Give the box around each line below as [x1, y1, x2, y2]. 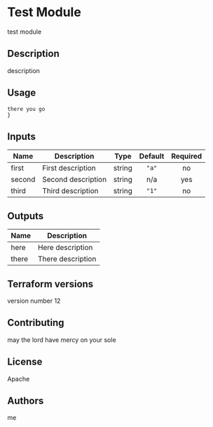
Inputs [7, 131, 36, 143]
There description [37, 254, 97, 264]
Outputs [7, 210, 44, 222]
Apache [7, 374, 30, 383]
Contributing [7, 317, 64, 329]
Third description [41, 186, 99, 196]
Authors [7, 395, 44, 407]
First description [41, 163, 96, 173]
